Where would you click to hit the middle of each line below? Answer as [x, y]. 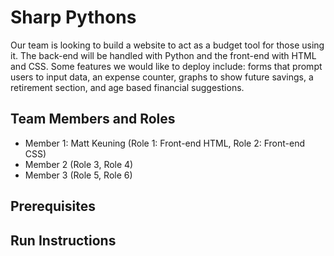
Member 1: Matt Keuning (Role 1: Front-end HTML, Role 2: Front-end [165, 143]
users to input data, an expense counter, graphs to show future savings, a [162, 77]
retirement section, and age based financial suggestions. [127, 87]
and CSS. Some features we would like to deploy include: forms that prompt [166, 66]
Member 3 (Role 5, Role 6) [78, 175]
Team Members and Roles [93, 119]
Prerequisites [53, 206]
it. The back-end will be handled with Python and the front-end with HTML [163, 55]
